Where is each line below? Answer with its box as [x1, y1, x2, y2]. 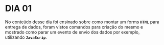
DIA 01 [5, 3, 32, 14]
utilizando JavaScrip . [5, 34, 47, 40]
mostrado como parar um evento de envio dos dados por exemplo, [5, 29, 140, 35]
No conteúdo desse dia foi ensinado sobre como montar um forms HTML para [5, 19, 160, 25]
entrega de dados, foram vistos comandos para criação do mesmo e [5, 24, 143, 30]
